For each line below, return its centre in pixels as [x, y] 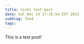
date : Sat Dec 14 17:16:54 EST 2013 [42, 14]
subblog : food [19, 19]
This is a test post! [24, 37]
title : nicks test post [29, 10]
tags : [10, 23]
